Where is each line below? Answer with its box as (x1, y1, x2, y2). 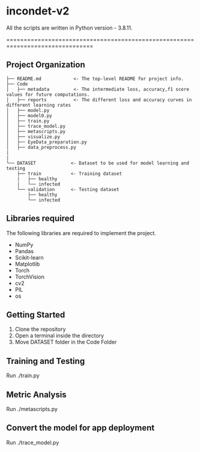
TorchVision (14, 273, 45, 280)
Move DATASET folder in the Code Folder (14, 339, 117, 346)
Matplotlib (14, 260, 40, 268)
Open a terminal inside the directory (14, 332, 104, 339)
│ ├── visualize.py (6, 134, 61, 140)
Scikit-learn (14, 254, 44, 261)
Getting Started (6, 309, 65, 320)
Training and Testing (6, 356, 85, 366)
